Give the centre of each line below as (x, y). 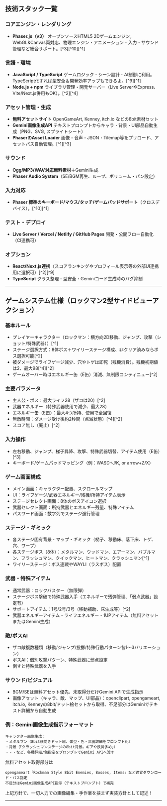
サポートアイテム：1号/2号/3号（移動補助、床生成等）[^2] (71, 609)
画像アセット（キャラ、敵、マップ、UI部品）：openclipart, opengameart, (86, 698)
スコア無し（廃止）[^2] (36, 425)
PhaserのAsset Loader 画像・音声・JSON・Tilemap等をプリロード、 (83, 138)
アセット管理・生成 (28, 107)
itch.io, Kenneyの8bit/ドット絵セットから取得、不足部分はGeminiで (81, 704)
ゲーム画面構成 (23, 477)
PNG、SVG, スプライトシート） (53, 131)
